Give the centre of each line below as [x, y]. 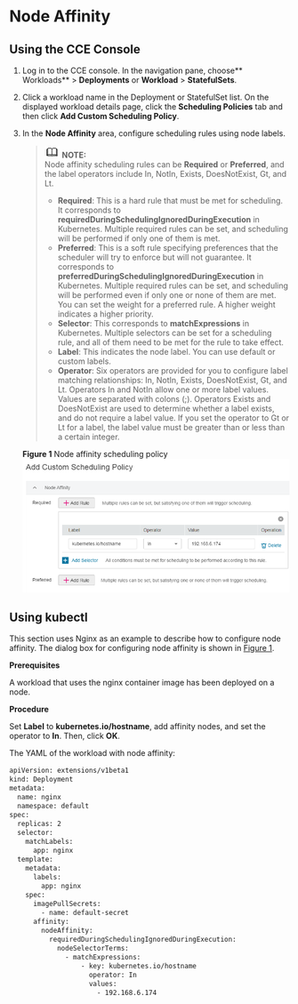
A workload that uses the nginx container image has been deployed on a [142, 683]
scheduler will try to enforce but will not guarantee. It [154, 257]
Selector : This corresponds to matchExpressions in [153, 323]
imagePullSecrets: [67, 904]
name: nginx [40, 798]
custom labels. [84, 361]
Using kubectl [48, 618]
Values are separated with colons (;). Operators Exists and [164, 399]
